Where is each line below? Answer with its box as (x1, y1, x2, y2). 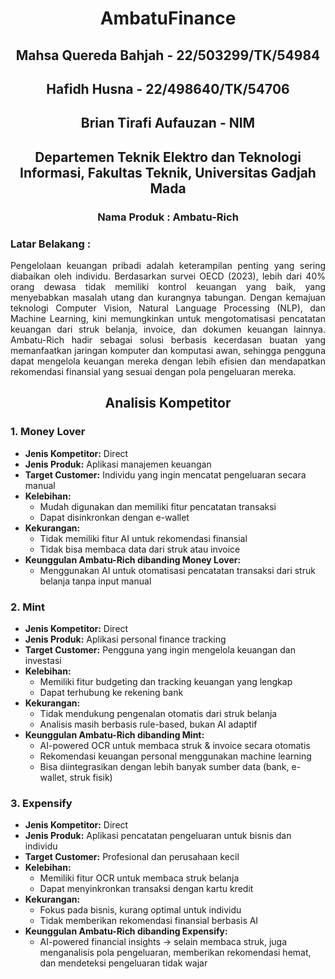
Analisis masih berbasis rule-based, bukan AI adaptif (39, 718, 258, 730)
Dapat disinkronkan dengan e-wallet (39, 511, 190, 523)
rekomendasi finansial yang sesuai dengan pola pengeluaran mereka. (10, 365, 297, 377)
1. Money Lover (10, 425, 86, 439)
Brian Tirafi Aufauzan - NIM (80, 115, 256, 132)
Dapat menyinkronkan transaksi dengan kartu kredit (39, 883, 254, 895)
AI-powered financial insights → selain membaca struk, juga (39, 936, 288, 948)
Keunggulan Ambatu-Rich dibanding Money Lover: (24, 553, 242, 566)
